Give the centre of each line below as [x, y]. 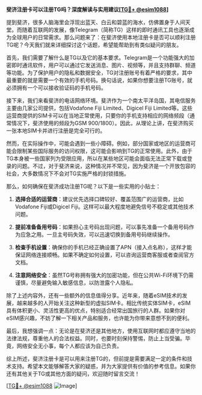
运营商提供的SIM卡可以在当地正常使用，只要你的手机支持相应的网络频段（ [98, 116]
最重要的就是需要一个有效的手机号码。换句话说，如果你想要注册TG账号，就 [99, 80]
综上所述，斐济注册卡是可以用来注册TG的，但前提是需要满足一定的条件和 [97, 359]
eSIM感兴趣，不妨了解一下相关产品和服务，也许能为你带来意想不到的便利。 [99, 318]
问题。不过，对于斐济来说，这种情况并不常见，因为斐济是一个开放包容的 [106, 166]
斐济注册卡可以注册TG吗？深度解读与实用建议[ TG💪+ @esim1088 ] [87, 9]
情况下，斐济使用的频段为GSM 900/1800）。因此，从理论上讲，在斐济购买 [103, 123]
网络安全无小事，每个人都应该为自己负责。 [69, 346]
